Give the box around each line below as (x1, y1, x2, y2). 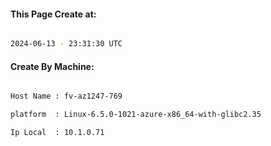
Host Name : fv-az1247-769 (10, 91, 123, 102)
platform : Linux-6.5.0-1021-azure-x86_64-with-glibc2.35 (10, 110, 262, 120)
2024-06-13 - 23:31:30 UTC (10, 39, 123, 49)
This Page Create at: (10, 8, 97, 20)
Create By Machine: (10, 60, 95, 72)
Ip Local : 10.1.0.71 (10, 128, 105, 138)
